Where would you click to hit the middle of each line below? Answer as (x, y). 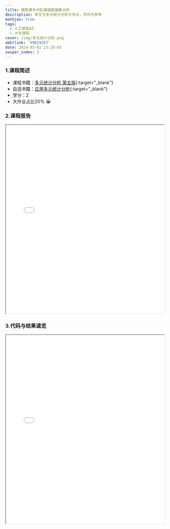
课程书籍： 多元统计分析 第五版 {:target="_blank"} (63, 82)
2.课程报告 (18, 115)
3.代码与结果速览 (26, 326)
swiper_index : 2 (22, 52)
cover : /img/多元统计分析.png (34, 38)
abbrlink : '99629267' (28, 43)
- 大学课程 (20, 33)
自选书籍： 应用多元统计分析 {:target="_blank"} (60, 89)
